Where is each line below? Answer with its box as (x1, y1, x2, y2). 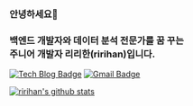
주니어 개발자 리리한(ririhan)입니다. (9, 48, 156, 60)
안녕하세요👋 (9, 7, 59, 20)
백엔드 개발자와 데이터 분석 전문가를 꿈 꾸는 (9, 34, 185, 47)
